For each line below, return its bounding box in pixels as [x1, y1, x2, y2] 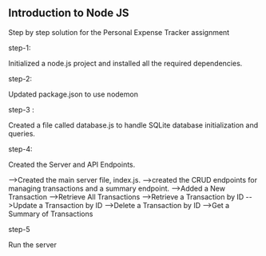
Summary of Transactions [8, 209, 93, 219]
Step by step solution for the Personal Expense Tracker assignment [8, 27, 230, 37]
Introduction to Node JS [8, 6, 129, 20]
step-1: [8, 43, 31, 53]
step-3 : [8, 104, 34, 114]
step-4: [8, 144, 34, 154]
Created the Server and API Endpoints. [8, 160, 136, 169]
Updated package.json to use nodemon [8, 89, 138, 99]
